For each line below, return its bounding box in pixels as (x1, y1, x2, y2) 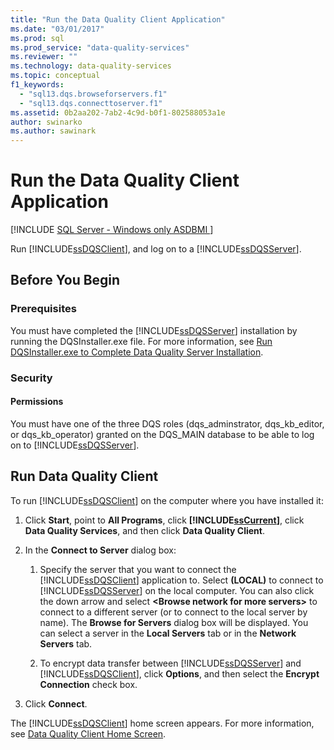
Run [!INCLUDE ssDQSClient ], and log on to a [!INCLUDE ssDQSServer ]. (10, 243, 302, 255)
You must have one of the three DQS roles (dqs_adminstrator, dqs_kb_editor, (10, 417, 325, 430)
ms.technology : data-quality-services (10, 61, 172, 71)
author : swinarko (10, 117, 83, 127)
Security (10, 371, 53, 385)
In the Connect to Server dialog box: (24, 544, 177, 556)
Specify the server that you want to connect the (39, 563, 237, 575)
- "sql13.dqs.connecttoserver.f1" (19, 98, 163, 108)
